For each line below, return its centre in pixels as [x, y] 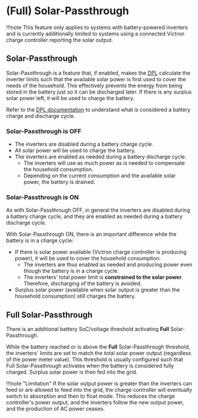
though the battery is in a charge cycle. [71, 271]
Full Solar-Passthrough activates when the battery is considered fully [90, 366]
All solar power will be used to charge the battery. [75, 151]
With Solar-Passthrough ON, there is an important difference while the [92, 234]
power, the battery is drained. [59, 182]
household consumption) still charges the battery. [75, 296]
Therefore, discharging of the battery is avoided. [82, 283]
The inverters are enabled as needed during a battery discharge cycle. [100, 157]
